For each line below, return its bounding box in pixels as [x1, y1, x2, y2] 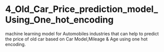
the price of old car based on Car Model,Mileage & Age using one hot [5, 36, 148, 42]
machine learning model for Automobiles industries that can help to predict [5, 30, 159, 36]
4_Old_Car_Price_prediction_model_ [5, 3, 158, 15]
